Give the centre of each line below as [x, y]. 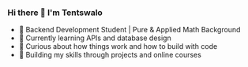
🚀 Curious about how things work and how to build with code [118, 47]
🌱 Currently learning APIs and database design [95, 38]
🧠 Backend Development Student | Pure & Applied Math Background [130, 30]
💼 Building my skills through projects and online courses [110, 55]
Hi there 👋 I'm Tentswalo [55, 13]
